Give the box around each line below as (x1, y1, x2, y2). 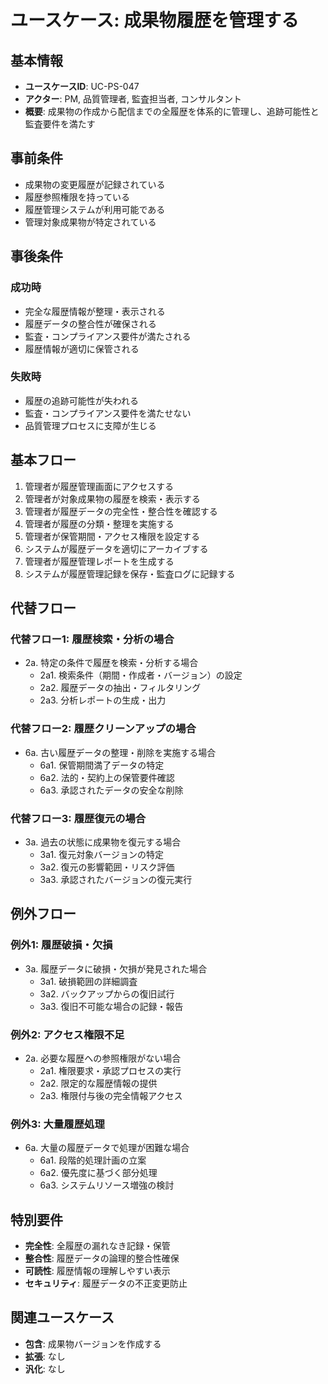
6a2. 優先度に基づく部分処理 (39, 1167, 158, 1179)
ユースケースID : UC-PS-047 (24, 81, 140, 92)
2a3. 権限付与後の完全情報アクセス (39, 1089, 183, 1101)
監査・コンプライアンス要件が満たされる (24, 330, 192, 342)
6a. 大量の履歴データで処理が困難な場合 (24, 1142, 190, 1154)
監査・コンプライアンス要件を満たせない (24, 407, 192, 419)
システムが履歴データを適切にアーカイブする (24, 542, 209, 555)
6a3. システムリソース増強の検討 (39, 1179, 175, 1191)
